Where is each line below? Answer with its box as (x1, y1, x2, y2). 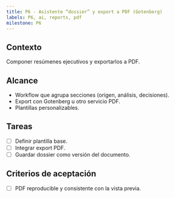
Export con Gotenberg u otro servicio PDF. (14, 98, 120, 105)
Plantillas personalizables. (14, 104, 80, 111)
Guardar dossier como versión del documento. (14, 151, 130, 158)
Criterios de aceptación (6, 169, 96, 179)
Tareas (6, 121, 33, 132)
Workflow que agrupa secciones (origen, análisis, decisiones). (14, 91, 170, 98)
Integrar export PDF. (14, 144, 66, 151)
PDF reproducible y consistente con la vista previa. (14, 184, 141, 192)
